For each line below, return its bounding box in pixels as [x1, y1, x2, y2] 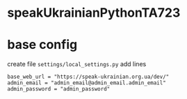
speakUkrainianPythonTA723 [7, 5, 181, 21]
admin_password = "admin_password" [7, 86, 111, 93]
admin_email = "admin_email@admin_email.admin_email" [7, 79, 167, 86]
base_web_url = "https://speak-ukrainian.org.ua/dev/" [7, 73, 170, 81]
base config [7, 37, 78, 53]
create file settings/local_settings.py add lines [7, 60, 147, 68]
